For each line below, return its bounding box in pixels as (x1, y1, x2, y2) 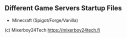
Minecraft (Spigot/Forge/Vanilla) (11, 17, 78, 23)
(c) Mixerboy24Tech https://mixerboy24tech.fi (4, 27, 100, 33)
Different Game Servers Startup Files (4, 4, 122, 12)
